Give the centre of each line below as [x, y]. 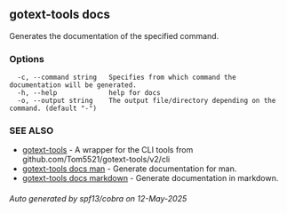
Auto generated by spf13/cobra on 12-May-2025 [98, 198]
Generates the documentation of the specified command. [114, 35]
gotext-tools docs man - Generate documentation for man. [129, 169]
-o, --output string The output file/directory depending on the [147, 101]
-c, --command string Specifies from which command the [127, 78]
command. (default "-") [53, 109]
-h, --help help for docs [89, 93]
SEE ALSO [32, 130]
